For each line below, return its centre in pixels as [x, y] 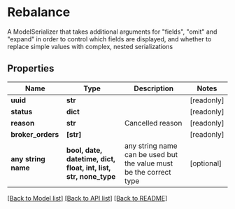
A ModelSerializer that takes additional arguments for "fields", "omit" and [112, 32]
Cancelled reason [154, 123]
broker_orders [35, 134]
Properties [31, 68]
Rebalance [39, 12]
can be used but [151, 154]
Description [154, 88]
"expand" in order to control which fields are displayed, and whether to [109, 39]
